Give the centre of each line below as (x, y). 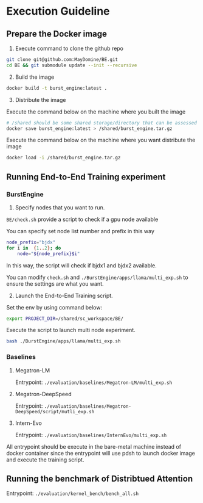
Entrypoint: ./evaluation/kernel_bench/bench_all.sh (72, 493)
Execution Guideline (58, 11)
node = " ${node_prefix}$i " (49, 254)
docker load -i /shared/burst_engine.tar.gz (64, 158)
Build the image (35, 77)
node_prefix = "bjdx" (31, 242)
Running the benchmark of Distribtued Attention (100, 479)
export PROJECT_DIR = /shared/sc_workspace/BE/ (65, 319)
